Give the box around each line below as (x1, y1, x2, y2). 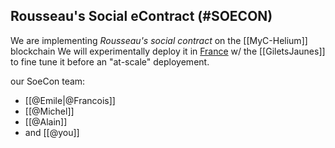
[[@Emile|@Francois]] (24, 94, 116, 106)
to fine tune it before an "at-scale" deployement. (10, 55, 210, 68)
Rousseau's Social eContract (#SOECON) (10, 8, 273, 25)
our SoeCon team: (10, 75, 86, 87)
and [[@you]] (24, 126, 80, 138)
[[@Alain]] (24, 115, 68, 128)
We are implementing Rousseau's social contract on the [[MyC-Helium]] (10, 34, 308, 46)
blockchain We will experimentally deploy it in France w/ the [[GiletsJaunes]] (10, 45, 326, 57)
